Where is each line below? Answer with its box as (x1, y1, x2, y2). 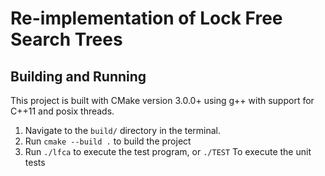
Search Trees (10, 28, 123, 51)
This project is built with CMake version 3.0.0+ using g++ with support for (10, 95, 315, 106)
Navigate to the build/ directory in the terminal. (24, 125, 222, 136)
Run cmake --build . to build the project (24, 135, 192, 147)
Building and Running (10, 68, 147, 85)
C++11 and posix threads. (10, 105, 115, 117)
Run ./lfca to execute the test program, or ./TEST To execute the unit (24, 146, 312, 157)
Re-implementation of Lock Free (10, 7, 283, 30)
